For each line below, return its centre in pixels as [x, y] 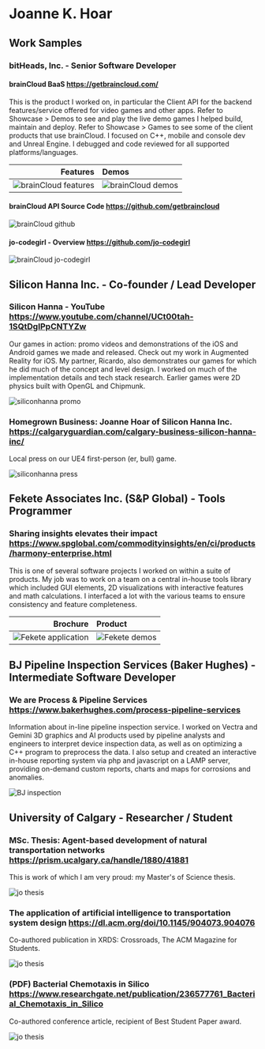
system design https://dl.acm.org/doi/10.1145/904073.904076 [132, 923]
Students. [24, 949]
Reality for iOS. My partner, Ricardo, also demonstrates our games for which [133, 360]
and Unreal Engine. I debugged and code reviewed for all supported [119, 144]
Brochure [71, 624]
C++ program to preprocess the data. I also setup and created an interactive [133, 753]
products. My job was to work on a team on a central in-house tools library [130, 579]
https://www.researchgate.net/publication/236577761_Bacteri [132, 994]
